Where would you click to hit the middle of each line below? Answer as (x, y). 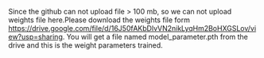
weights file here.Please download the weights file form (99, 20)
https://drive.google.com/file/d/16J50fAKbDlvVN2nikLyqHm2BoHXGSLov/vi (132, 28)
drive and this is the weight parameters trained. (85, 45)
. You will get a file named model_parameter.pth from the (155, 37)
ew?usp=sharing (36, 37)
